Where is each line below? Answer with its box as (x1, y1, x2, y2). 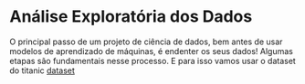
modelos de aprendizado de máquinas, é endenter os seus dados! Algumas (9, 45, 294, 56)
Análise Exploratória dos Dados (9, 6, 253, 27)
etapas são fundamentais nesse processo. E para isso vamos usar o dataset (9, 55, 297, 66)
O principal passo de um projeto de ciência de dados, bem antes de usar (9, 36, 283, 47)
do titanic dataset (9, 65, 76, 76)
